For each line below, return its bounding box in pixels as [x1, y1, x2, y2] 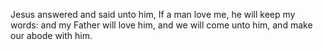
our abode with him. [10, 30, 93, 41]
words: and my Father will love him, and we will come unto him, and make [10, 19, 313, 31]
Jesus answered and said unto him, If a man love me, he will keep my [10, 9, 296, 20]
